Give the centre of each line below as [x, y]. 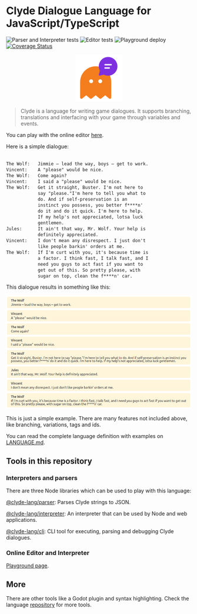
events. [29, 123]
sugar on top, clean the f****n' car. [85, 276]
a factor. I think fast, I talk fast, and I [93, 258]
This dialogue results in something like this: [58, 287]
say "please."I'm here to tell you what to [91, 193]
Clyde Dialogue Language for [79, 11]
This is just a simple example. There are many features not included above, [97, 419]
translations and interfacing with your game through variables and [100, 117]
